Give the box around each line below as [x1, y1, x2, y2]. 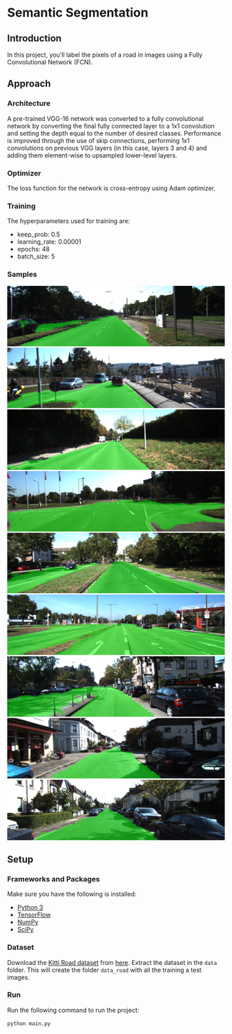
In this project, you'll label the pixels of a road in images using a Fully [7, 50, 203, 59]
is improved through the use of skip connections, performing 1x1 [7, 136, 190, 144]
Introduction [7, 32, 62, 44]
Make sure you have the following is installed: [7, 890, 137, 899]
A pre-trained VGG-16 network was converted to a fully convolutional [7, 114, 204, 122]
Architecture [7, 99, 51, 108]
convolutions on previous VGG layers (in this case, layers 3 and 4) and [7, 144, 207, 152]
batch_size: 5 [17, 252, 55, 260]
